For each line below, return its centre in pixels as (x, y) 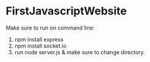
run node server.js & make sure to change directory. (80, 52)
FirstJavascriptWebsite (66, 11)
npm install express (39, 39)
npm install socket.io (40, 46)
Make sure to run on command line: (50, 28)
